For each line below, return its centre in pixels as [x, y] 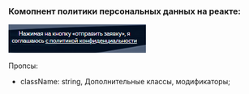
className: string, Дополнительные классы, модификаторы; [125, 82]
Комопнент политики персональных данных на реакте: [124, 11]
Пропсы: [23, 66]
